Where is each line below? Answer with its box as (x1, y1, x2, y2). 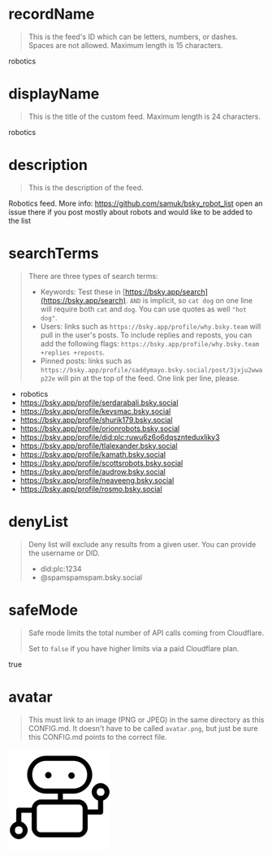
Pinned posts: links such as (40, 355, 132, 366)
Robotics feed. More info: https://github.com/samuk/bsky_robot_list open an (8, 198, 263, 208)
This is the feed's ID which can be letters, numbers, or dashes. (28, 32, 238, 41)
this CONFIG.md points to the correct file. (28, 732, 168, 742)
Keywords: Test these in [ (40, 286, 126, 297)
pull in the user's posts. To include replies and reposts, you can (40, 330, 253, 340)
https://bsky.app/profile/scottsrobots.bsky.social (19, 458, 183, 468)
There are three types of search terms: (28, 271, 158, 281)
